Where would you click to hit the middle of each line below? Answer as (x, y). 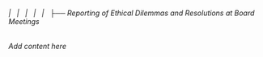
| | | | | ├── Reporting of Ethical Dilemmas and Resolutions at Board (131, 13)
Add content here (38, 47)
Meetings (24, 21)
